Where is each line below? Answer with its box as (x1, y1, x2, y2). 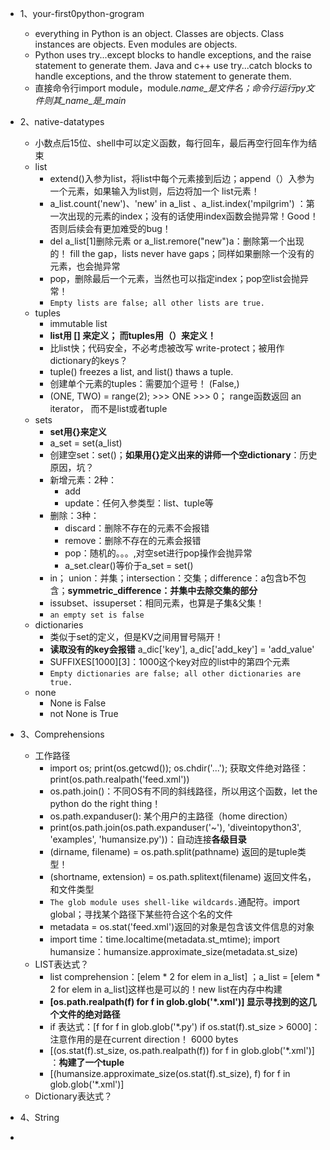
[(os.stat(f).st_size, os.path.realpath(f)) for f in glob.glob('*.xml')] (49, 1045, 315, 1056)
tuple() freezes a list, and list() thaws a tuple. (49, 366, 234, 377)
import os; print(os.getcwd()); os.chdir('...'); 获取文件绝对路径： (49, 762, 310, 774)
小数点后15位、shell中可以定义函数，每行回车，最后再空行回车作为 (34, 137, 309, 149)
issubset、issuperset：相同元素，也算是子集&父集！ (49, 597, 265, 609)
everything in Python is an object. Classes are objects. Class (34, 28, 285, 39)
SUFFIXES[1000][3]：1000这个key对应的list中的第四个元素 (49, 656, 291, 667)
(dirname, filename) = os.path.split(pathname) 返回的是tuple (49, 846, 298, 857)
